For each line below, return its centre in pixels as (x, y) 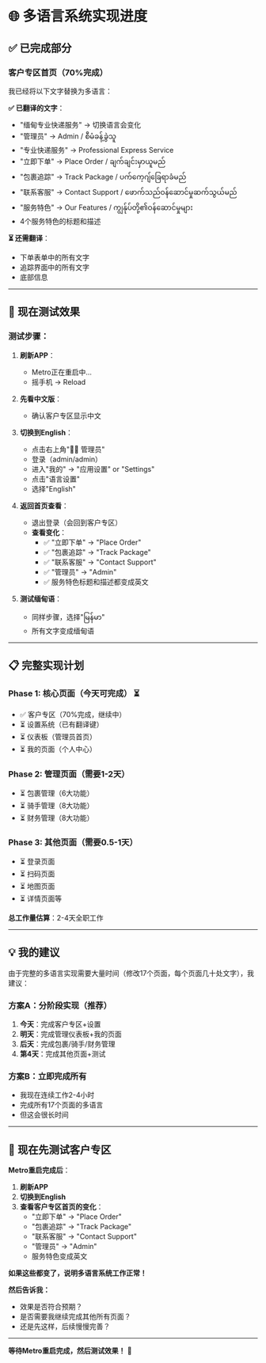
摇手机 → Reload (59, 382)
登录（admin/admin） (67, 459)
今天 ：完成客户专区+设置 (60, 1024)
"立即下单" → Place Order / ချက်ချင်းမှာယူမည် (93, 161)
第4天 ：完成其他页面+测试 (63, 1054)
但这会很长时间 (44, 1115)
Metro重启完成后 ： (39, 1170)
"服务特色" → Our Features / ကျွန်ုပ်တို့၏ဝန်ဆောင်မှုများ (106, 207)
